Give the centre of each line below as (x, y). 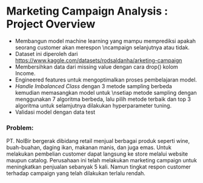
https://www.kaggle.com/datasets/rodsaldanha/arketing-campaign (98, 60)
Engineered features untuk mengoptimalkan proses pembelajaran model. (106, 80)
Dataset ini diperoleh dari (46, 54)
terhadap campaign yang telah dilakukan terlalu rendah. (76, 173)
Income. (25, 73)
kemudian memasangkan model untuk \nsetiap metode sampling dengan (106, 92)
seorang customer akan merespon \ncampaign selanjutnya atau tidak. (102, 47)
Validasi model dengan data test (55, 112)
